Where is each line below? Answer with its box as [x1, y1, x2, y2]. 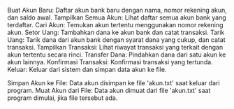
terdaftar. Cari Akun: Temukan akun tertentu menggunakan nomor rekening [7, 21, 224, 29]
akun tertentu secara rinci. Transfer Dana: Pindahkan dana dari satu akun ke [7, 50, 226, 59]
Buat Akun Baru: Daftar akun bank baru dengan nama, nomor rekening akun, [7, 6, 227, 14]
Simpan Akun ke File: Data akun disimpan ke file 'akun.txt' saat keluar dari [7, 79, 220, 87]
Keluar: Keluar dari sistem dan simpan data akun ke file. [7, 66, 167, 73]
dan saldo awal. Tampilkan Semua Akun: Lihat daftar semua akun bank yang [7, 13, 227, 22]
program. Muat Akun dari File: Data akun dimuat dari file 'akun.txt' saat [7, 87, 211, 94]
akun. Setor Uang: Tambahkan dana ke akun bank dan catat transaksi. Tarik [7, 28, 225, 36]
